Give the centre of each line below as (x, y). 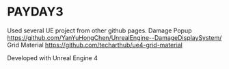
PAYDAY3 (35, 12)
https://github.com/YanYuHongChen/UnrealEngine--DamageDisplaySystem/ (114, 37)
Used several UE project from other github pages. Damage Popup (100, 30)
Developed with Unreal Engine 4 (52, 57)
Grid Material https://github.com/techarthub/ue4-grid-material (95, 45)
